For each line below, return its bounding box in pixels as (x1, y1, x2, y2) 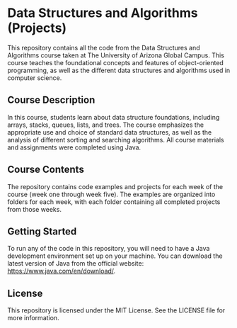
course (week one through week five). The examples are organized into (7, 190, 216, 198)
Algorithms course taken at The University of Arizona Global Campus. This (7, 51, 225, 60)
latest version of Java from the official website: (7, 259, 144, 268)
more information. (7, 314, 59, 322)
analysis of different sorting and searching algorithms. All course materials (7, 135, 224, 144)
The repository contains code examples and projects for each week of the (7, 182, 224, 191)
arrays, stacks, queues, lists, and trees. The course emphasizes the (7, 120, 204, 129)
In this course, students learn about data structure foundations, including (7, 113, 220, 121)
